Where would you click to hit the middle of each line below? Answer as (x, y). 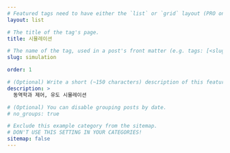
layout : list (26, 20)
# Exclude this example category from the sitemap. (82, 126)
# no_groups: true (33, 114)
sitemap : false (29, 139)
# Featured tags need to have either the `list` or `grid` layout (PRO (111, 13)
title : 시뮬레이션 (30, 38)
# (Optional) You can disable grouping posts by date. (87, 107)
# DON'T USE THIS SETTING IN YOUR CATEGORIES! (75, 132)
